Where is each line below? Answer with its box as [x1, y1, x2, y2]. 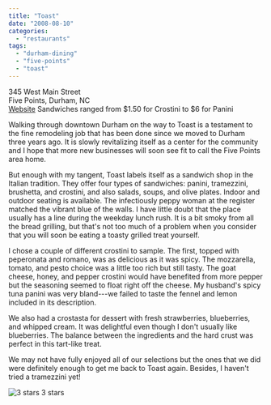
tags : [8, 42, 27, 50]
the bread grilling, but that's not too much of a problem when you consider [8, 221, 257, 231]
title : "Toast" [8, 11, 60, 20]
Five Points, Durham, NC [8, 95, 91, 105]
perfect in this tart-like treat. [8, 339, 103, 348]
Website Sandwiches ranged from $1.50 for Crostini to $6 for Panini [8, 104, 234, 113]
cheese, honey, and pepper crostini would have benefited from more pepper [8, 271, 263, 281]
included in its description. [8, 297, 97, 307]
